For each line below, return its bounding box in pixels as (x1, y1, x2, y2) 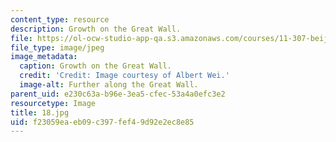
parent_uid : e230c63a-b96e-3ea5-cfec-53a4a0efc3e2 (10, 89, 226, 99)
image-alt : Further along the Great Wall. (19, 80, 199, 90)
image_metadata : (10, 52, 78, 62)
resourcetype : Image (10, 98, 97, 108)
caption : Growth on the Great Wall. (19, 61, 172, 71)
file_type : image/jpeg (10, 42, 105, 53)
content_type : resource (10, 14, 110, 25)
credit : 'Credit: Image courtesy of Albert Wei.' (19, 71, 230, 81)
